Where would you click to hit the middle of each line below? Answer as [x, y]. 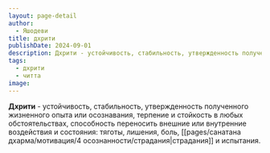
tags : [17, 61]
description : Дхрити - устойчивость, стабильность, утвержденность [124, 53]
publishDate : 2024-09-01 [50, 46]
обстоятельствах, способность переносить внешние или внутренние [127, 123]
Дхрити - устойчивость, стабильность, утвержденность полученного [129, 106]
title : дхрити [32, 38]
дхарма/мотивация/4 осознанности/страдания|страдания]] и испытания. [135, 140]
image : [19, 83]
